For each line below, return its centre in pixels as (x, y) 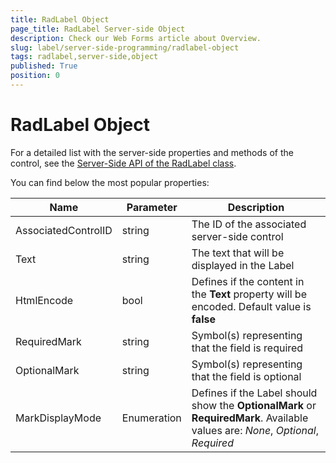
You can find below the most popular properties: (110, 182)
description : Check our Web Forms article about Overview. (136, 38)
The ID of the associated (249, 224)
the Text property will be (249, 294)
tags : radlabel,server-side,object (84, 57)
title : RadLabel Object (60, 19)
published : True (44, 66)
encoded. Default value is (251, 306)
